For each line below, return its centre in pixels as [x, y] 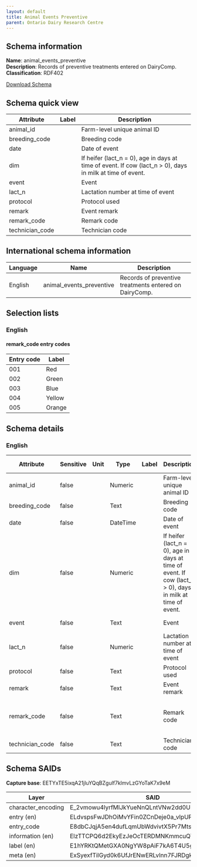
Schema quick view [43, 103]
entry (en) [23, 817]
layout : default [26, 11]
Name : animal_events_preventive [46, 61]
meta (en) [23, 855]
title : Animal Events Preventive [47, 17]
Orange [56, 408]
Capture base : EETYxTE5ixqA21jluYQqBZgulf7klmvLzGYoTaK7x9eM [88, 783]
